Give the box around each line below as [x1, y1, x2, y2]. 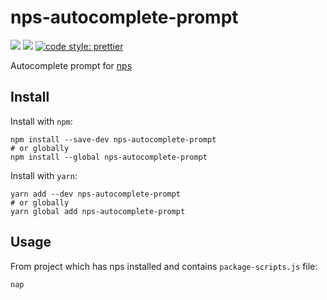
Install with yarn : [10, 169, 78, 181]
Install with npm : [10, 115, 73, 127]
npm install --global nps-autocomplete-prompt [10, 152, 208, 162]
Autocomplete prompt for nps [10, 59, 133, 71]
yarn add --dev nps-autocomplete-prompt [10, 189, 182, 199]
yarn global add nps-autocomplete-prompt [10, 206, 186, 216]
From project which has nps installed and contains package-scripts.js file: [10, 260, 318, 272]
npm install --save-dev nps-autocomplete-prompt [10, 134, 217, 145]
